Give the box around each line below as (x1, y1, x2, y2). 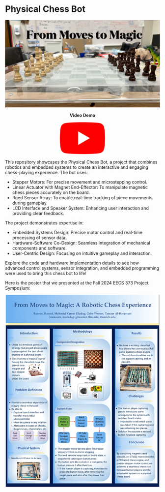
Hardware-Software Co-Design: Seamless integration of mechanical (12, 240, 151, 246)
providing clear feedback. (12, 210, 65, 216)
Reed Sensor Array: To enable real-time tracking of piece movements (12, 194, 153, 200)
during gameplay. (12, 200, 48, 206)
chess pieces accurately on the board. (12, 189, 90, 195)
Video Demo (69, 112, 96, 118)
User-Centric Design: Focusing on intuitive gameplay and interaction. (12, 250, 152, 256)
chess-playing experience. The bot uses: (5, 169, 88, 175)
